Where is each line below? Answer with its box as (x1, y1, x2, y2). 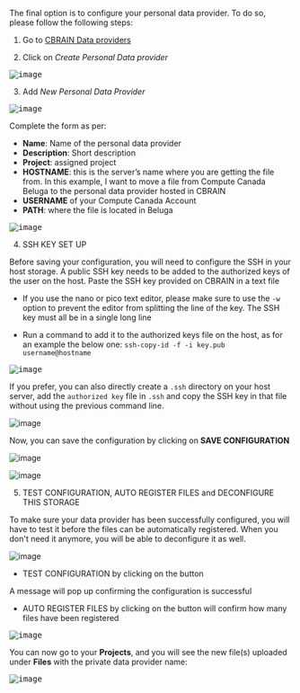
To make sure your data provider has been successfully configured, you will (9, 514, 290, 525)
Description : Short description (22, 147, 137, 158)
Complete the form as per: (9, 120, 107, 131)
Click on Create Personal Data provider (22, 52, 169, 62)
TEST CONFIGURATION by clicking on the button (22, 568, 204, 579)
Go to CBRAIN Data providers (22, 35, 132, 45)
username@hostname (22, 349, 92, 358)
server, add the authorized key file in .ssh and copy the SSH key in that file (9, 391, 287, 401)
